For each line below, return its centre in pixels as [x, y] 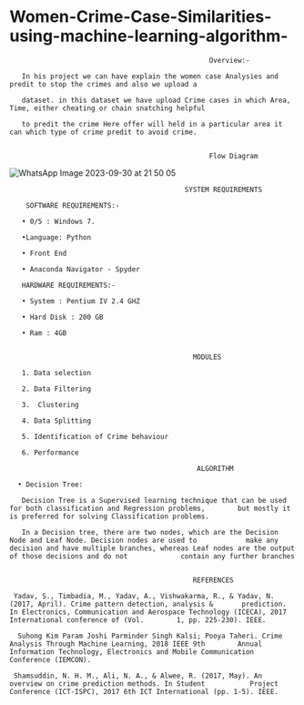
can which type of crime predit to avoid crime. [103, 132]
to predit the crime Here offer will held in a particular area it [152, 124]
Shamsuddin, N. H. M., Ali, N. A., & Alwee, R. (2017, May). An [137, 676]
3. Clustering [50, 404]
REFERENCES [213, 580]
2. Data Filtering [56, 389]
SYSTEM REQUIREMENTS [223, 189]
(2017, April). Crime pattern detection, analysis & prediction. [148, 604]
